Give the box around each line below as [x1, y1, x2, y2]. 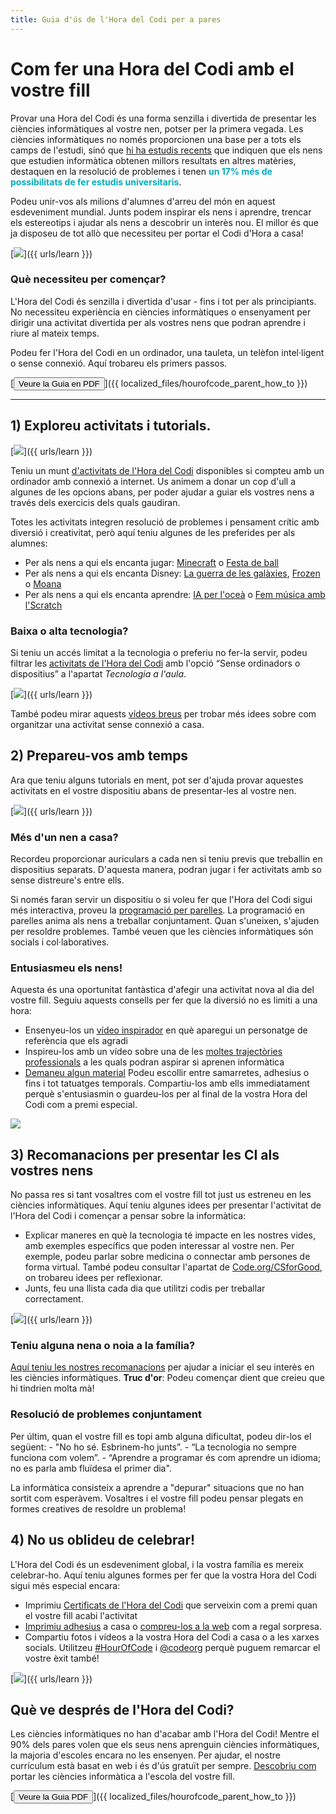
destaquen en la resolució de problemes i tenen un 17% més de [10, 165, 273, 177]
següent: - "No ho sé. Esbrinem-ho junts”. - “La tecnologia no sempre [10, 1441, 298, 1453]
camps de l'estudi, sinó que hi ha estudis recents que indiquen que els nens [10, 144, 323, 156]
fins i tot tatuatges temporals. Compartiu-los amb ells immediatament [24, 1077, 310, 1090]
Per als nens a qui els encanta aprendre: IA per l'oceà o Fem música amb [24, 588, 326, 600]
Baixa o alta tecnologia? [10, 624, 129, 638]
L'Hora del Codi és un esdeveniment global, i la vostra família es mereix [10, 1558, 304, 1570]
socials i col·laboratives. [10, 936, 110, 948]
